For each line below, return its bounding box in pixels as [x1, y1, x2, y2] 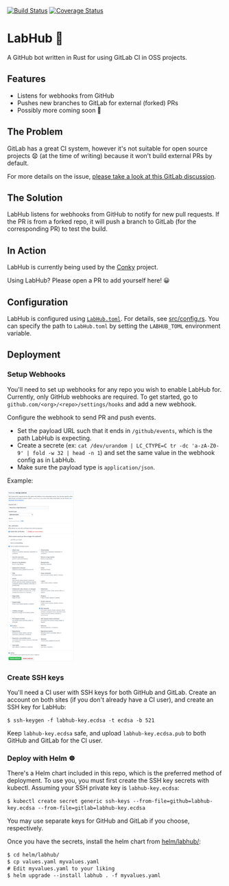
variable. [7, 329, 32, 337]
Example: [7, 476, 34, 485]
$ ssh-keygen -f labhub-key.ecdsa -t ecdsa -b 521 [7, 717, 155, 724]
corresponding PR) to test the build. [7, 225, 108, 233]
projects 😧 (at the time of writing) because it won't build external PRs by [7, 151, 213, 159]
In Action [7, 245, 47, 256]
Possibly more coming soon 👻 [16, 106, 101, 114]
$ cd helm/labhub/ [7, 852, 60, 859]
